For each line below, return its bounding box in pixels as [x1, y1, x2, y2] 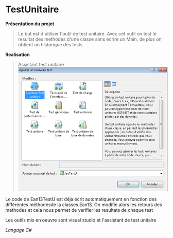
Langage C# [5, 227, 32, 233]
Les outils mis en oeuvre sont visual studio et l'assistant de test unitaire [5, 217, 157, 223]
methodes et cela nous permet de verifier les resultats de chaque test [5, 207, 153, 213]
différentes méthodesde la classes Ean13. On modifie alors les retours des [5, 202, 162, 208]
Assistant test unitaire [18, 61, 64, 67]
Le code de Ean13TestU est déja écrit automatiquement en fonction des [5, 196, 157, 202]
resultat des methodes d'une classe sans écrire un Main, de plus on [18, 36, 162, 42]
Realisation [5, 51, 30, 58]
